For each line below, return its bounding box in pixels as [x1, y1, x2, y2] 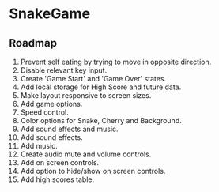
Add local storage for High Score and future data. [20, 82, 182, 92]
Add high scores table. [20, 175, 94, 184]
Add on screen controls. [20, 158, 100, 167]
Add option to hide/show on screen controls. [20, 167, 166, 175]
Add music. [20, 141, 58, 150]
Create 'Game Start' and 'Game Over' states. [20, 74, 167, 83]
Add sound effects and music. [20, 124, 119, 134]
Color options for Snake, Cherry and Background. [20, 116, 182, 125]
